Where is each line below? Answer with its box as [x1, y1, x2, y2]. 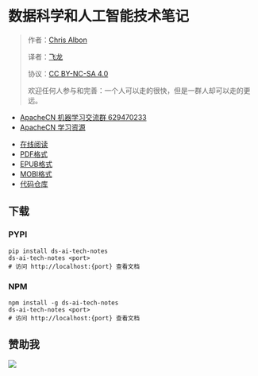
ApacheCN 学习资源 [19, 122, 86, 132]
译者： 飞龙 [27, 52, 64, 61]
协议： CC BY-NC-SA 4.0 [27, 68, 109, 78]
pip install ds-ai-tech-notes [8, 247, 109, 255]
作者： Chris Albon [27, 35, 87, 45]
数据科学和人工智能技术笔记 [8, 7, 190, 25]
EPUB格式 [19, 159, 53, 169]
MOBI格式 [19, 169, 53, 179]
